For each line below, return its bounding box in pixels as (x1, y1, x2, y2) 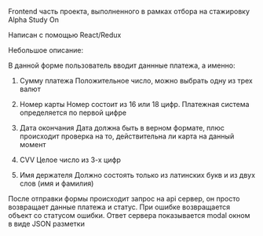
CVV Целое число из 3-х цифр (19, 155, 122, 164)
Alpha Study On (8, 15, 59, 24)
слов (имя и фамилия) (19, 179, 94, 188)
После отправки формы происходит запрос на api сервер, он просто (8, 194, 240, 203)
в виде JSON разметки (8, 219, 85, 228)
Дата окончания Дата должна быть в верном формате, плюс (19, 124, 225, 132)
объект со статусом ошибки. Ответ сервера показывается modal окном (8, 211, 250, 219)
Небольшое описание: (8, 46, 84, 54)
